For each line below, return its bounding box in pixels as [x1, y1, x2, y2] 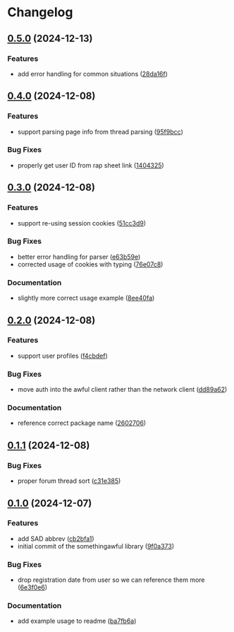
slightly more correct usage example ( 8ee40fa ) [17, 294, 155, 303]
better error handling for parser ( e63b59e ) [17, 252, 141, 261]
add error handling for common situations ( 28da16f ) [17, 69, 168, 78]
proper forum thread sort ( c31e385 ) [17, 476, 121, 485]
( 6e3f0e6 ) [17, 583, 48, 592]
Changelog [7, 4, 73, 21]
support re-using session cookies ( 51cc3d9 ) [17, 218, 147, 227]
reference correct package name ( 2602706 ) [17, 419, 147, 428]
